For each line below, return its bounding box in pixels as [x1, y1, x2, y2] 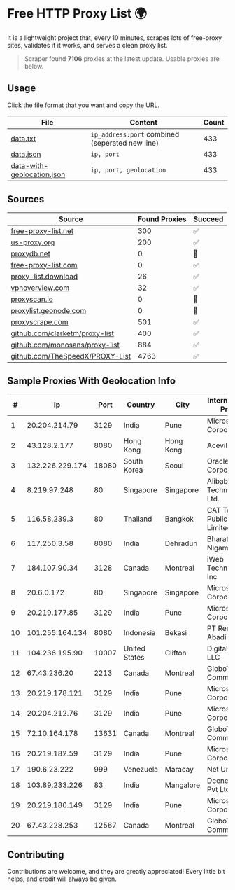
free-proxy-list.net [10, 225, 74, 235]
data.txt [10, 134, 36, 144]
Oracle [206, 457, 229, 466]
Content [129, 117, 158, 127]
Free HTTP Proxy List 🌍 [7, 6, 148, 22]
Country [127, 400, 155, 410]
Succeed [193, 214, 224, 224]
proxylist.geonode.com [10, 305, 87, 315]
